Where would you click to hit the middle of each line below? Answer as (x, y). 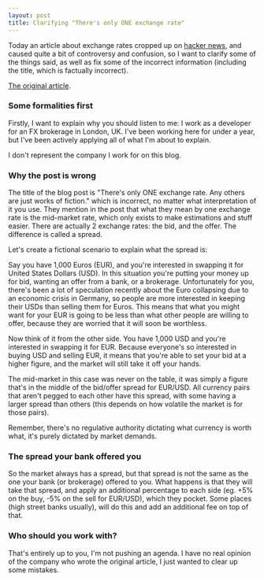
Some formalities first (50, 105)
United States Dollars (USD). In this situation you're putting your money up (129, 273)
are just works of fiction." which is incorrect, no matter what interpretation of (132, 201)
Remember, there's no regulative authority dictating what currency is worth (130, 428)
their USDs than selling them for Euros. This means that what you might (124, 307)
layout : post (30, 15)
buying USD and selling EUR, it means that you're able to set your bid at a (127, 356)
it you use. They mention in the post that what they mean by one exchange (129, 209)
